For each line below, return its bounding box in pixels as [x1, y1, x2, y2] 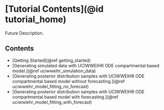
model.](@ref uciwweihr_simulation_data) [12, 68, 96, 74]
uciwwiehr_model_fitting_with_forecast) [12, 99, 92, 105]
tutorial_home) [5, 14, 67, 25]
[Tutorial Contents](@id [5, 3, 104, 15]
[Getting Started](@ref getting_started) [12, 57, 91, 63]
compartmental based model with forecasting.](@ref [12, 94, 118, 100]
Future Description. [5, 30, 44, 36]
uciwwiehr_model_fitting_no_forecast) [12, 83, 89, 89]
